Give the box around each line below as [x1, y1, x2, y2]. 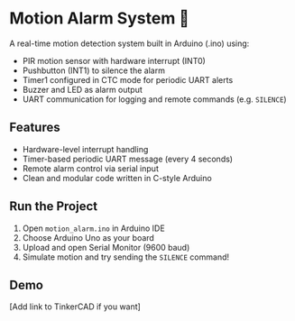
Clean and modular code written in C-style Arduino [22, 172, 212, 183]
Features [9, 120, 60, 135]
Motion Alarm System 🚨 [9, 8, 189, 29]
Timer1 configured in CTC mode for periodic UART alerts [22, 74, 234, 85]
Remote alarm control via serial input [22, 162, 160, 174]
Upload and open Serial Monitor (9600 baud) [22, 242, 190, 252]
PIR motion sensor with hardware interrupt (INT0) [22, 55, 206, 66]
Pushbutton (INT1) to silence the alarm [22, 65, 165, 76]
